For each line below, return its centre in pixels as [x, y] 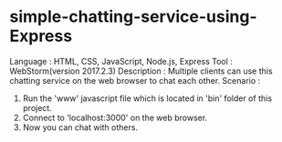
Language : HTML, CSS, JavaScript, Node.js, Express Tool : [121, 61]
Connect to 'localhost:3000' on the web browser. [115, 117]
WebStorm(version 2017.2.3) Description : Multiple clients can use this [141, 71]
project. [37, 107]
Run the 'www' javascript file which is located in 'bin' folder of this [147, 98]
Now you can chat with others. [80, 127]
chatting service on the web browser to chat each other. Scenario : [135, 80]
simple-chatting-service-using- [133, 17]
